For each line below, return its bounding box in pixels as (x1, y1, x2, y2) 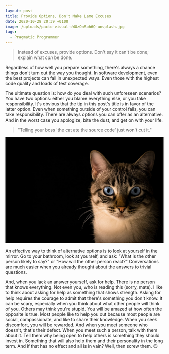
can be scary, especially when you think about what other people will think (5, 300, 160, 306)
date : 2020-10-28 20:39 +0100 (5, 19, 69, 24)
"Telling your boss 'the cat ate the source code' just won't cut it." (17, 127, 152, 133)
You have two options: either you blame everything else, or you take (5, 96, 146, 101)
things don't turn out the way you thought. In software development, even (5, 70, 158, 76)
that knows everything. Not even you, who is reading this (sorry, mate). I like (5, 284, 163, 290)
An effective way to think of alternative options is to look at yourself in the (5, 248, 158, 254)
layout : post (5, 8, 33, 13)
